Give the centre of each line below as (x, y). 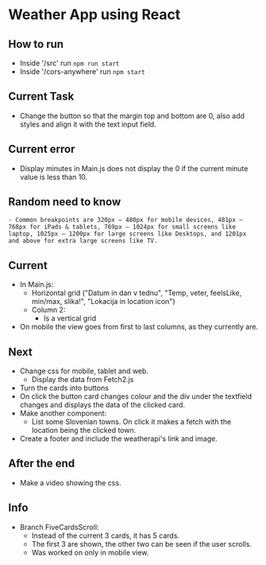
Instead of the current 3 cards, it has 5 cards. (106, 536)
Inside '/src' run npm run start (69, 63)
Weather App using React (94, 15)
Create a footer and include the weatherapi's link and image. (119, 438)
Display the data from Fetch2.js (83, 380)
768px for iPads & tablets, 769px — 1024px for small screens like (122, 227)
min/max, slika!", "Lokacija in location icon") (103, 302)
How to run (36, 44)
